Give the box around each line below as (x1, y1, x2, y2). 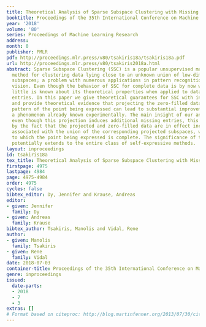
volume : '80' (6, 26, 40, 33)
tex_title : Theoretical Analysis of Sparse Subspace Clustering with (6, 157, 188, 163)
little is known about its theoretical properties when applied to (12, 89, 188, 95)
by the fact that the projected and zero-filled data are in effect (12, 123, 191, 129)
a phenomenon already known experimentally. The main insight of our (12, 112, 193, 118)
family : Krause (12, 220, 51, 226)
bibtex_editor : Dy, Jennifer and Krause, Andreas (6, 191, 136, 198)
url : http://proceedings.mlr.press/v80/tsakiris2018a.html (6, 60, 161, 66)
